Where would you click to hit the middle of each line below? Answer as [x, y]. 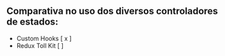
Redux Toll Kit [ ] [40, 45]
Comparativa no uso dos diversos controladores [112, 11]
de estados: [32, 22]
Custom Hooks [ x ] [44, 38]
